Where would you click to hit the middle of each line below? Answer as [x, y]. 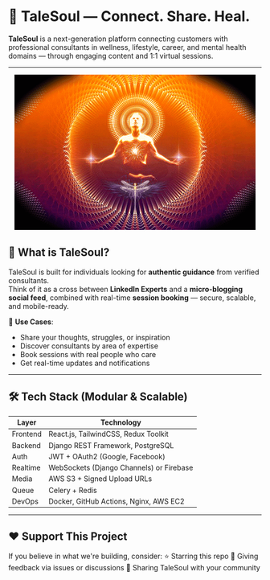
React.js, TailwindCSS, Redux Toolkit [108, 434]
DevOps [25, 501]
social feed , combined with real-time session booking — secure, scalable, [132, 298]
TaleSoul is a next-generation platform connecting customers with [118, 39]
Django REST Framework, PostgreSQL [111, 445]
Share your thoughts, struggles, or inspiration [95, 337]
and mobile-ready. [39, 306]
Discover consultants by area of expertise [89, 346]
